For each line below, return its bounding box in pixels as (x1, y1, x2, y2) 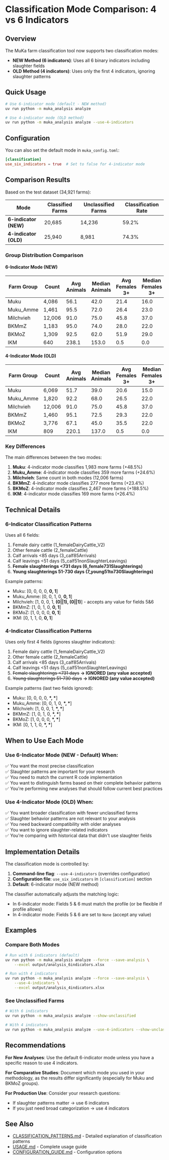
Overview (5, 34, 37, 43)
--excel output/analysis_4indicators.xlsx (14, 985, 105, 991)
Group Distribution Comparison (5, 251, 84, 259)
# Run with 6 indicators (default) (5, 952, 80, 958)
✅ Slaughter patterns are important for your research (5, 768, 115, 775)
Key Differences (5, 442, 45, 449)
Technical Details (5, 505, 61, 514)
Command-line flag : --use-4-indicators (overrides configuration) (12, 871, 150, 877)
